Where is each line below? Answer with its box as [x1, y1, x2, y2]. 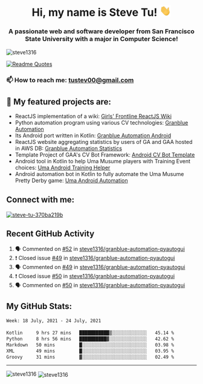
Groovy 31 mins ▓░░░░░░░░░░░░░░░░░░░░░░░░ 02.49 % [6, 354, 174, 360]
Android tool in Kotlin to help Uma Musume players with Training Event [14, 158, 191, 165]
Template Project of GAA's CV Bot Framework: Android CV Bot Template [14, 151, 195, 158]
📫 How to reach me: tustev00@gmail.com [6, 76, 134, 84]
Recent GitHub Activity [6, 229, 95, 239]
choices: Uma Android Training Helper [14, 164, 111, 171]
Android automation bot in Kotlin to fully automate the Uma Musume [14, 171, 184, 178]
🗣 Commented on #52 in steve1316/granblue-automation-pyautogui [14, 245, 185, 252]
